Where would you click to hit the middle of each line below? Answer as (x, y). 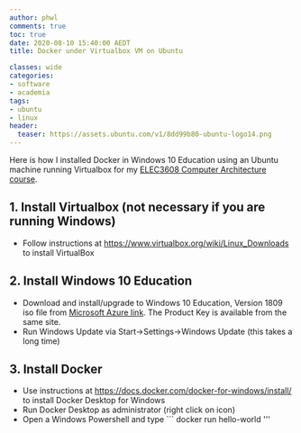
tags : (19, 101)
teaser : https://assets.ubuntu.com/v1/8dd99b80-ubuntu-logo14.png (145, 135)
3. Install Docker (56, 370)
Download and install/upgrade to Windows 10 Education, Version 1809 (153, 302)
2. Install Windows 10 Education (100, 281)
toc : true (28, 34)
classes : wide (36, 68)
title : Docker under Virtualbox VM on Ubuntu (96, 51)
